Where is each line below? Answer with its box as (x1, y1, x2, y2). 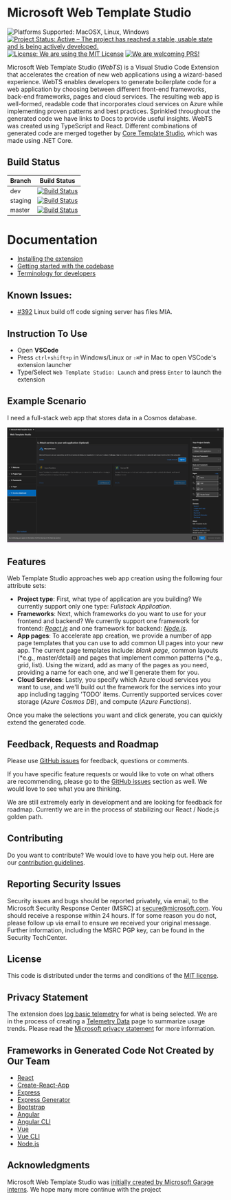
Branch (10, 177, 32, 185)
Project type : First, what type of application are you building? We (16, 595, 202, 603)
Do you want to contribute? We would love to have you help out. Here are (7, 851, 214, 859)
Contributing (7, 833, 63, 845)
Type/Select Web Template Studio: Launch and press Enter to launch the (16, 368, 222, 377)
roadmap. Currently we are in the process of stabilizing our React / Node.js (7, 805, 219, 814)
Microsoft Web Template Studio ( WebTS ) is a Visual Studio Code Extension (7, 63, 219, 71)
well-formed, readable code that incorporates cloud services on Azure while (7, 99, 223, 108)
